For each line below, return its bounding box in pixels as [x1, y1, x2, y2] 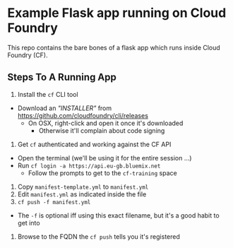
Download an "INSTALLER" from [17, 104, 112, 112]
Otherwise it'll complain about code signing [38, 126, 165, 135]
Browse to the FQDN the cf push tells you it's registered [17, 232, 180, 241]
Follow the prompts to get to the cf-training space [28, 168, 178, 177]
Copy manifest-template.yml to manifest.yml [17, 182, 149, 191]
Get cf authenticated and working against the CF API [17, 140, 172, 148]
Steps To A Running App [7, 71, 116, 83]
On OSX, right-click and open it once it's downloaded [28, 119, 184, 127]
